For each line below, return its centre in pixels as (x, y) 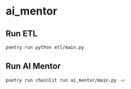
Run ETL (21, 34)
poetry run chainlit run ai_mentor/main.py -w (65, 80)
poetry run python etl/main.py (45, 47)
